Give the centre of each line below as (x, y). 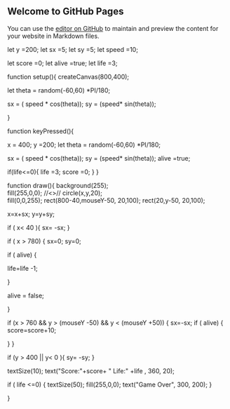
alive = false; (26, 295)
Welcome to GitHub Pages (66, 12)
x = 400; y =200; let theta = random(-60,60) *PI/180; (84, 145)
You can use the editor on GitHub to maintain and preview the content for (113, 28)
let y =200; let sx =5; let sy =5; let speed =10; (73, 49)
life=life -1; (22, 268)
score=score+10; (32, 330)
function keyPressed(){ (41, 131)
